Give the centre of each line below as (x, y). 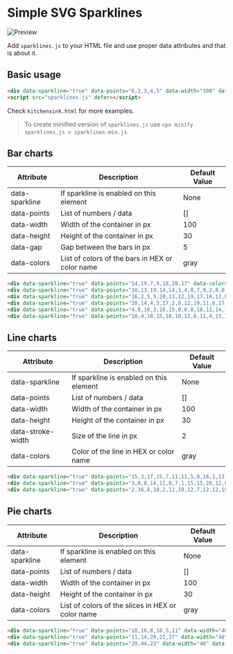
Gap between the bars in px (105, 247)
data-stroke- (33, 431)
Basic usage (34, 75)
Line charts (32, 338)
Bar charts (30, 153)
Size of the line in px (104, 436)
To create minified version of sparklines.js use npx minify (109, 124)
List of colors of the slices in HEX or (118, 605)
